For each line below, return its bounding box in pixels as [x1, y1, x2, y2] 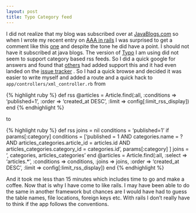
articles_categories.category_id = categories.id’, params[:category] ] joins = [6, 145, 190, 153]
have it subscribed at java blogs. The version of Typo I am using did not [6, 49, 179, 56]
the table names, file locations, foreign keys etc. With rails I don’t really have [6, 194, 190, 201]
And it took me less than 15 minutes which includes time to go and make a [6, 175, 185, 182]
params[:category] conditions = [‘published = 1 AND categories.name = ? [6, 133, 183, 140]
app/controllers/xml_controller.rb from [6, 80, 106, 87]
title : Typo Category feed [6, 14, 72, 20]
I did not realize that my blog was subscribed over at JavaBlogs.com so [6, 30, 179, 37]
